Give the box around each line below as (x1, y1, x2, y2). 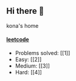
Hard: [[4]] (15, 69, 43, 76)
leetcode (6, 36, 29, 43)
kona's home (6, 22, 39, 29)
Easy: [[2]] (15, 56, 42, 63)
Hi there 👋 (6, 6, 44, 16)
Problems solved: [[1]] (15, 50, 71, 57)
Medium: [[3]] (15, 62, 50, 70)
